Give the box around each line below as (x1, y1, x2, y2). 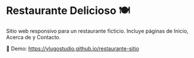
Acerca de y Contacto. (6, 33, 61, 40)
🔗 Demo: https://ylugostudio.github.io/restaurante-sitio (6, 45, 140, 52)
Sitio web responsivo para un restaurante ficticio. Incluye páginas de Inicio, (6, 27, 189, 35)
